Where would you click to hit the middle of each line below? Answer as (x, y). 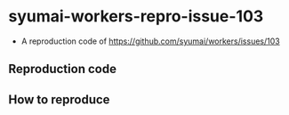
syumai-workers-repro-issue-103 (136, 16)
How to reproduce (59, 99)
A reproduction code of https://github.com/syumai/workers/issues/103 (151, 41)
